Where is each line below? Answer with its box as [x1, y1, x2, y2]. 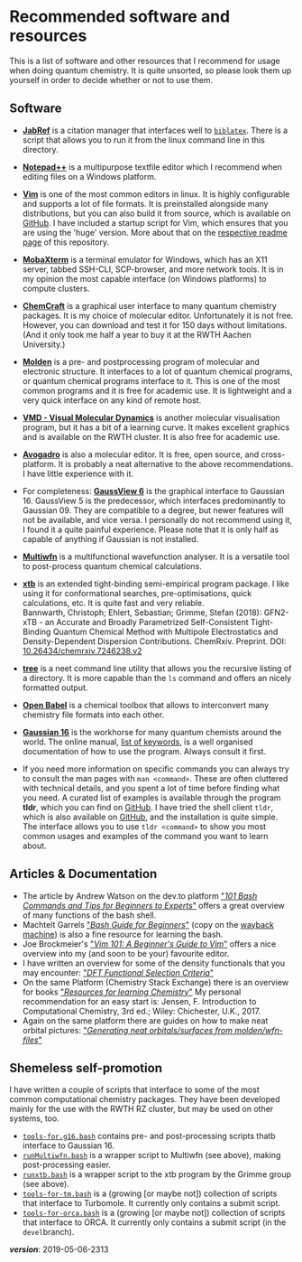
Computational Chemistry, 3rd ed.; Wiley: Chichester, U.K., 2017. [22, 1005, 261, 1016]
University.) [22, 339, 66, 350]
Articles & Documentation [9, 866, 158, 882]
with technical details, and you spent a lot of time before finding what [22, 782, 280, 793]
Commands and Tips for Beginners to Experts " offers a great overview [22, 900, 286, 911]
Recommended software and [9, 6, 231, 27]
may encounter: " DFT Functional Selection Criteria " [22, 967, 215, 977]
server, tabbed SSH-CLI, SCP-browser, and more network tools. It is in [22, 264, 284, 275]
